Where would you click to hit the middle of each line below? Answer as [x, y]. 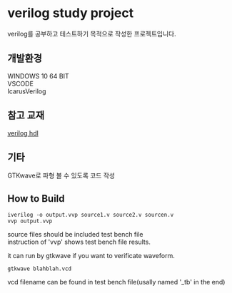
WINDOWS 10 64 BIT [38, 76]
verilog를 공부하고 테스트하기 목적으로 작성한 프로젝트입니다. [92, 34]
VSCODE [21, 83]
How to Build [36, 199]
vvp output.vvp [30, 221]
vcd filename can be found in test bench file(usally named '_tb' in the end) [116, 282]
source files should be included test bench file [75, 235]
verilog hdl [23, 133]
